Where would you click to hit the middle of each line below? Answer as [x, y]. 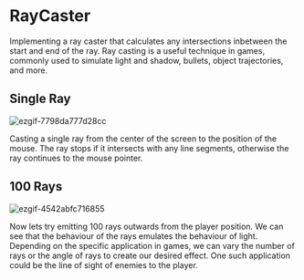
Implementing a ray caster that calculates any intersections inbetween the [148, 41]
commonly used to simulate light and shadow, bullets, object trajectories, [147, 60]
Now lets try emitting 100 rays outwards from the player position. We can [147, 226]
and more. [29, 70]
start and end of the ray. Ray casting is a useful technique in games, [137, 50]
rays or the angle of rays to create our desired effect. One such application [150, 255]
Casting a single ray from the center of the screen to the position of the [143, 139]
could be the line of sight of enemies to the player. [104, 264]
